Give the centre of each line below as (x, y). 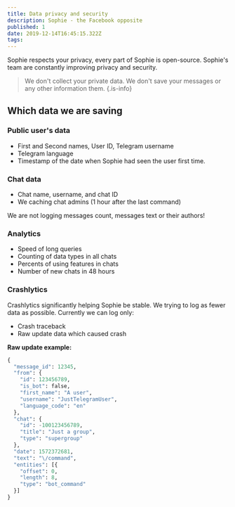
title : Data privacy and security (58, 14)
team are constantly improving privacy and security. (82, 68)
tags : (15, 40)
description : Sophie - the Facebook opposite (75, 20)
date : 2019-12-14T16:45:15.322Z (54, 33)
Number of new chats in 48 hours (66, 271)
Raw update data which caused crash (72, 333)
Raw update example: (40, 347)
